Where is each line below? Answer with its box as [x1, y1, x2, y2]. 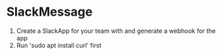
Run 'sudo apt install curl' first [16, 41, 102, 49]
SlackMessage [6, 4, 93, 20]
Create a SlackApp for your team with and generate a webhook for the [16, 27, 216, 35]
